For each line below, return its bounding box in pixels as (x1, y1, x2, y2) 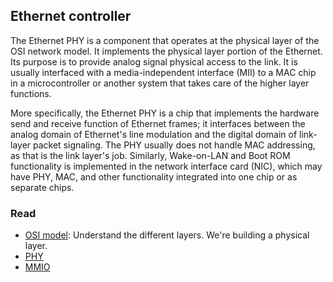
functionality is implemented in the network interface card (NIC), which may (10, 160, 323, 172)
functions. (10, 87, 52, 99)
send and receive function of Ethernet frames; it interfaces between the (10, 117, 306, 129)
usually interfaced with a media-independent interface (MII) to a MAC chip (10, 66, 317, 78)
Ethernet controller (10, 8, 132, 25)
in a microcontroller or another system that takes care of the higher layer (10, 77, 310, 89)
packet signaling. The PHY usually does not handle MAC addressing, (33, 139, 316, 151)
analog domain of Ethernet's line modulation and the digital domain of (10, 128, 298, 140)
